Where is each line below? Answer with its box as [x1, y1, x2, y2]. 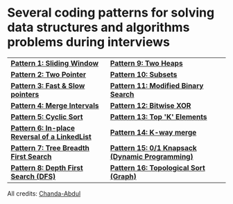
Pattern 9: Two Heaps [110, 58, 183, 68]
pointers [10, 89, 40, 99]
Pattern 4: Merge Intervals [10, 100, 99, 110]
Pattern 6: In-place [10, 123, 75, 133]
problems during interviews [7, 35, 170, 50]
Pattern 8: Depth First [10, 163, 83, 172]
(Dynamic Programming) [110, 151, 193, 161]
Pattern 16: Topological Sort [110, 163, 206, 172]
